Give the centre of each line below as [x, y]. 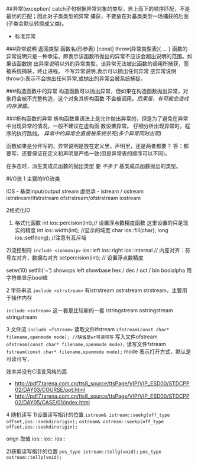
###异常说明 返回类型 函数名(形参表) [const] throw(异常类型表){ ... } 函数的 [97, 49]
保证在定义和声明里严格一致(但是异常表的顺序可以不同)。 [101, 153]
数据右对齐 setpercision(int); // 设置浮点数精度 [87, 258]
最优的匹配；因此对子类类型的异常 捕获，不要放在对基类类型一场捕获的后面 [98, 16]
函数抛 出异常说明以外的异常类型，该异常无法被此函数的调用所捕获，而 [103, 64]
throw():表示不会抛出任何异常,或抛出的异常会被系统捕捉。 [76, 78]
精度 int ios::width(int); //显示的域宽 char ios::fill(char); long [97, 230]
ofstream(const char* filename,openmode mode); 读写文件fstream [86, 344]
